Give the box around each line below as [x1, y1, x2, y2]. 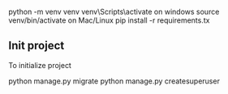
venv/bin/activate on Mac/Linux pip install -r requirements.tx [8, 15, 210, 25]
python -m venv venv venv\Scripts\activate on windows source [8, 7, 220, 16]
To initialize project [8, 60, 71, 70]
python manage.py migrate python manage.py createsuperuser [8, 76, 221, 86]
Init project [8, 39, 65, 53]
